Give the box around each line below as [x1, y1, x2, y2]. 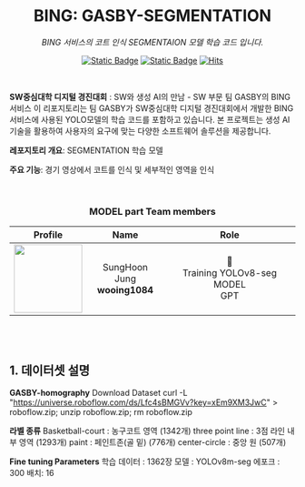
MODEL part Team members [89, 205, 216, 218]
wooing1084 [96, 284, 154, 297]
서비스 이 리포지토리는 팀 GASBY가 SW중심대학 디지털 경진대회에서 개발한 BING [9, 102, 294, 114]
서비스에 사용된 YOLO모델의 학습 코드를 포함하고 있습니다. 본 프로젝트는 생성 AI [9, 114, 290, 125]
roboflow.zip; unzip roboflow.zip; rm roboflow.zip [9, 407, 192, 418]
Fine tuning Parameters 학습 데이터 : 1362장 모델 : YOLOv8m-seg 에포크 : [9, 456, 280, 467]
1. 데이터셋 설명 [9, 362, 91, 378]
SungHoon [103, 261, 148, 274]
